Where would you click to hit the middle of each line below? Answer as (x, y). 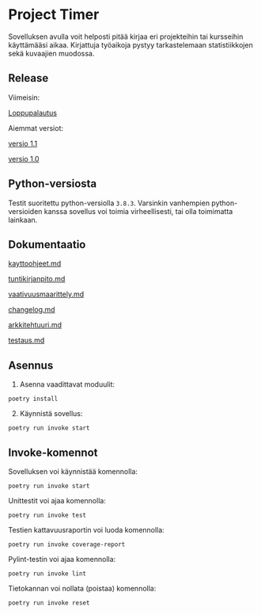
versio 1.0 (24, 159)
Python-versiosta (53, 184)
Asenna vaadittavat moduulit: (67, 384)
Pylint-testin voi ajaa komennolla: (62, 559)
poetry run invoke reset (49, 603)
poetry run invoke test (47, 515)
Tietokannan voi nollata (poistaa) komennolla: (82, 588)
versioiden (25, 211)
